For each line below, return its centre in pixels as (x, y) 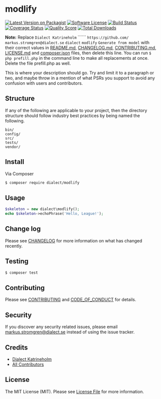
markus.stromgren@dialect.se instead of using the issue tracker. (70, 332)
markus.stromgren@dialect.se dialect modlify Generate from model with (77, 42)
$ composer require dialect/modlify (42, 183)
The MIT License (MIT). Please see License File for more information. (74, 391)
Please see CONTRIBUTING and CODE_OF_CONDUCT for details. (71, 300)
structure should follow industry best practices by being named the (72, 116)
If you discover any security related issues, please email (61, 327)
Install (15, 162)
